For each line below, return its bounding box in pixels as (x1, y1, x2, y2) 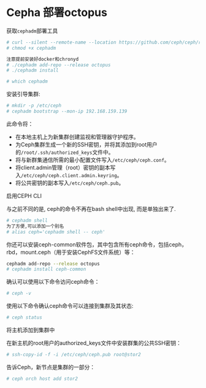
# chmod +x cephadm (6, 45, 56, 51)
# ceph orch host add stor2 (6, 375, 78, 382)
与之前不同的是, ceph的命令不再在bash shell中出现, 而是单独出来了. (6, 205, 176, 212)
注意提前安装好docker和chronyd (6, 56, 79, 62)
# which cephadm (6, 78, 48, 85)
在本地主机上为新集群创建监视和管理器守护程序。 (15, 133, 139, 140)
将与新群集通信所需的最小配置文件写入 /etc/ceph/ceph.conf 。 (15, 156, 170, 163)
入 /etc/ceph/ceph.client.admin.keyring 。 (15, 171, 123, 178)
